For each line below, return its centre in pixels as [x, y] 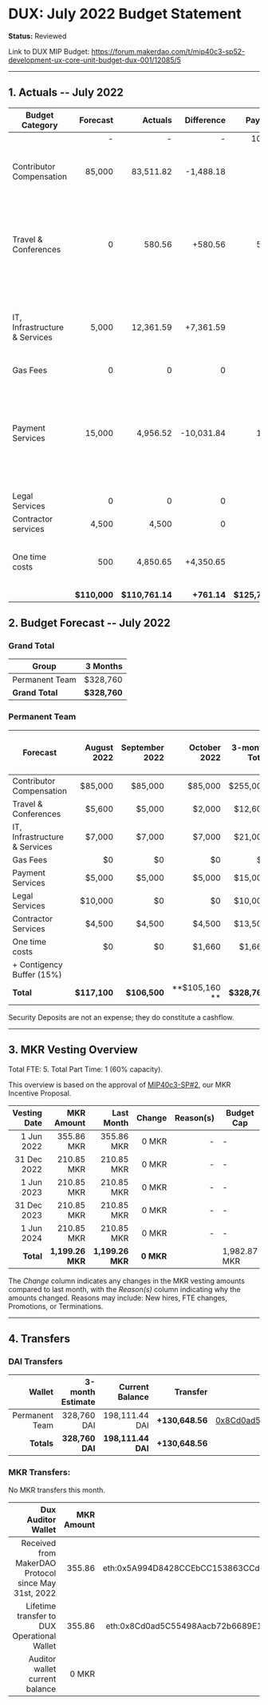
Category [39, 125]
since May [37, 1583]
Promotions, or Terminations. [56, 1306]
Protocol [40, 1572]
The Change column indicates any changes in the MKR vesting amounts [127, 1281]
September [143, 747]
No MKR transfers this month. [57, 1489]
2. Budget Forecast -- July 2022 [89, 623]
